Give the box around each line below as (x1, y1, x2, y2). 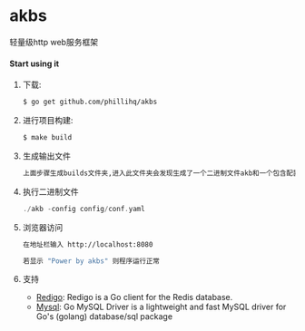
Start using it (9, 58, 60, 69)
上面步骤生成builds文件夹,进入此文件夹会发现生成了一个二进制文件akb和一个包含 (22, 169, 287, 178)
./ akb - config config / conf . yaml (22, 204, 145, 213)
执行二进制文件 (22, 186, 79, 197)
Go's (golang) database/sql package (35, 311, 173, 322)
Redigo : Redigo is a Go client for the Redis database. (35, 292, 233, 303)
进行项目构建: (22, 115, 74, 126)
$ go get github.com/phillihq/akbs (22, 97, 158, 107)
